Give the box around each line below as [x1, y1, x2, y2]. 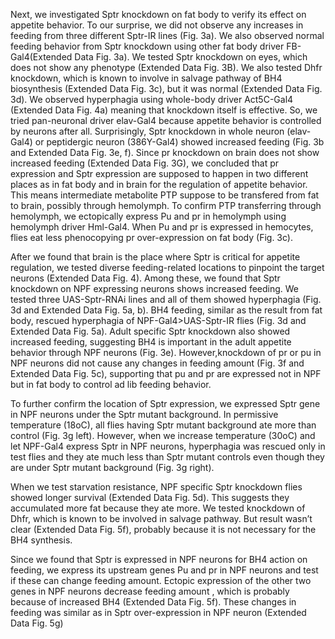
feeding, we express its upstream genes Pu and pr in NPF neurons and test [10, 564, 319, 576]
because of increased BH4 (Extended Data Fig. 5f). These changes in [10, 596, 297, 608]
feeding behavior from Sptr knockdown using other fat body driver [10, 40, 285, 52]
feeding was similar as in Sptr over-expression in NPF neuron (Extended [10, 607, 307, 618]
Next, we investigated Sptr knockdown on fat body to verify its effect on [10, 9, 307, 20]
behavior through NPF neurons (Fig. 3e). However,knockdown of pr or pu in [10, 347, 322, 358]
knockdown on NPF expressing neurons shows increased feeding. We [10, 283, 300, 294]
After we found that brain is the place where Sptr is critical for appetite [10, 251, 301, 263]
